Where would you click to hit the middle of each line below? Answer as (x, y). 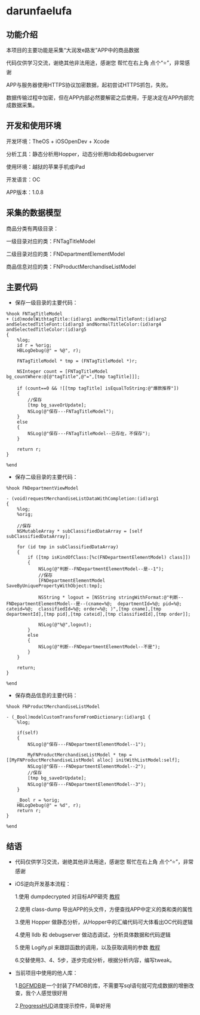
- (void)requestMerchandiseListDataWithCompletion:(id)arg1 (83, 499)
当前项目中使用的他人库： (46, 973)
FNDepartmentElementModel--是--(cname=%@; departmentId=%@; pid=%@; (94, 604)
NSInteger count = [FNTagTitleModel (63, 372)
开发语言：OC (23, 179)
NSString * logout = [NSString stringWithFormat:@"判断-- (111, 598)
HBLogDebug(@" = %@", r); (49, 351)
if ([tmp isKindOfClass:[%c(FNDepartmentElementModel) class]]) (109, 558)
